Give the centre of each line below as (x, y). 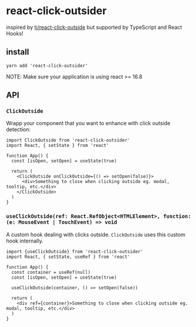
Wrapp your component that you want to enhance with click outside (88, 123)
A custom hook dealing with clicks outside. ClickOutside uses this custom (96, 234)
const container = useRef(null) (51, 272)
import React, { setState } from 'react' (58, 146)
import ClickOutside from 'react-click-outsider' (68, 140)
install (18, 52)
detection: (19, 130)
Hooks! (15, 33)
